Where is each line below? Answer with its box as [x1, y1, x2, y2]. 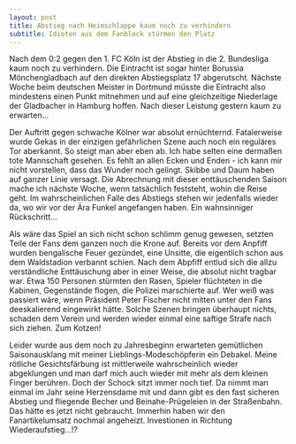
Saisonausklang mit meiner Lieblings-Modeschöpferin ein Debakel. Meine [9, 349, 278, 360]
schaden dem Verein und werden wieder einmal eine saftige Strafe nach [9, 313, 272, 324]
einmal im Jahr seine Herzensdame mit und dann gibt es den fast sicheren [9, 387, 280, 398]
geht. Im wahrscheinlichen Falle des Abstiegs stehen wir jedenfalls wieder [9, 193, 278, 203]
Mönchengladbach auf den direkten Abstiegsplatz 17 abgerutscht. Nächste [9, 73, 282, 83]
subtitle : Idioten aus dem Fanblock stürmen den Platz [9, 29, 216, 38]
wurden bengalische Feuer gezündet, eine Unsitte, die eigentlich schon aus [9, 248, 284, 258]
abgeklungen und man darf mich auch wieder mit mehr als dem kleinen [9, 368, 269, 379]
